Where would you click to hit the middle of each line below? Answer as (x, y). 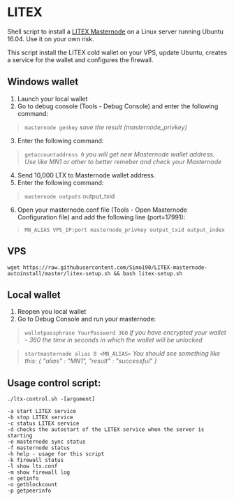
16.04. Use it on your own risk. (51, 38)
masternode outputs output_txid (70, 196)
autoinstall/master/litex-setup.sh (59, 273)
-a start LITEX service (42, 412)
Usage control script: (54, 383)
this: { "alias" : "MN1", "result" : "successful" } (90, 361)
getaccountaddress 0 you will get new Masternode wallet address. (119, 154)
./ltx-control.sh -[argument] (51, 399)
